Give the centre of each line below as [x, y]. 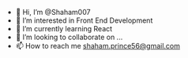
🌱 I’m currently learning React [64, 29]
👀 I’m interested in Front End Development [84, 20]
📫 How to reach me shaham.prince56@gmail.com [98, 46]
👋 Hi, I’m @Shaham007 [53, 12]
